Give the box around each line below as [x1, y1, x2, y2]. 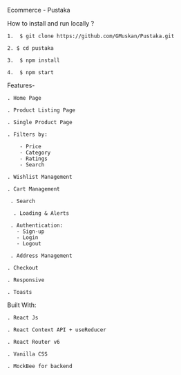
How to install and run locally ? [7, 19, 95, 27]
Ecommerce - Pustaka [7, 6, 70, 14]
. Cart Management [7, 186, 60, 193]
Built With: [7, 301, 37, 309]
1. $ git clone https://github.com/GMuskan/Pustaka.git [7, 33, 175, 40]
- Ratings [19, 155, 48, 162]
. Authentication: [10, 222, 64, 229]
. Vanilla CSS [7, 351, 48, 358]
